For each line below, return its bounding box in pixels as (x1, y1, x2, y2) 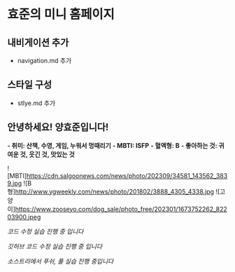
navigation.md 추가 (17, 57, 72, 64)
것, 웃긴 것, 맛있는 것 (20, 150, 75, 158)
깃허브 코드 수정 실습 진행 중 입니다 (7, 242, 103, 250)
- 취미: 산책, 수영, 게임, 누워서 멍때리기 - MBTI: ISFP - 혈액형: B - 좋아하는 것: (7, 141, 218, 149)
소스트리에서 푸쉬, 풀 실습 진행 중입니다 (7, 257, 114, 265)
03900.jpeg (7, 212, 41, 221)
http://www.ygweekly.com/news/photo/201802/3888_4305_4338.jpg (15, 187, 215, 196)
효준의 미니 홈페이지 (7, 6, 115, 22)
